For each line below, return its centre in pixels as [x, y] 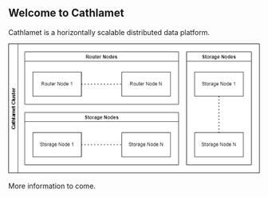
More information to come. [52, 186]
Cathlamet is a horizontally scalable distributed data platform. [109, 32]
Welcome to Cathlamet [66, 13]
